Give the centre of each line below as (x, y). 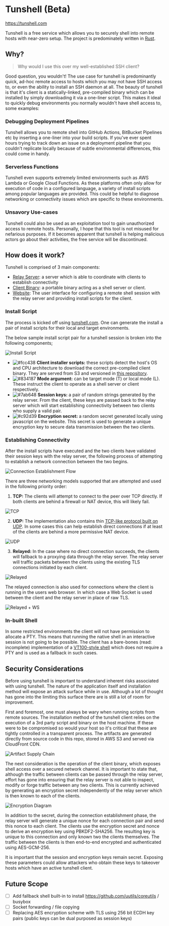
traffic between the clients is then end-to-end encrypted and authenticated (83, 842)
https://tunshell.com (26, 23)
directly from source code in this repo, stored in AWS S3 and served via (80, 739)
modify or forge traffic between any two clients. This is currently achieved (82, 785)
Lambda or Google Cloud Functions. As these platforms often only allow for (83, 183)
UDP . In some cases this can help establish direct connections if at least (88, 527)
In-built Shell (21, 620)
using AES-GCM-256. (28, 847)
